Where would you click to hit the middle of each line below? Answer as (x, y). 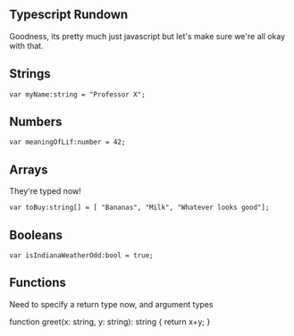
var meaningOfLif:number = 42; (67, 142)
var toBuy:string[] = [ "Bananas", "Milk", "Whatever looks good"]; (139, 208)
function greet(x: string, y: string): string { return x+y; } (110, 322)
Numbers (36, 122)
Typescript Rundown (69, 15)
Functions (38, 283)
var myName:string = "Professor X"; (77, 94)
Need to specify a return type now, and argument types (111, 304)
